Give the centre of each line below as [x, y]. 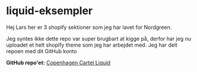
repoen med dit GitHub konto [42, 51]
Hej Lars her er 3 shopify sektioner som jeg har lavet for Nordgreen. [89, 27]
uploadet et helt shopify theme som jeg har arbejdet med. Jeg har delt [92, 45]
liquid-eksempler [50, 11]
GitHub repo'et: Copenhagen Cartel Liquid [58, 63]
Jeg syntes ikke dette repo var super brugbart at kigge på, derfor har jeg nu [99, 38]
